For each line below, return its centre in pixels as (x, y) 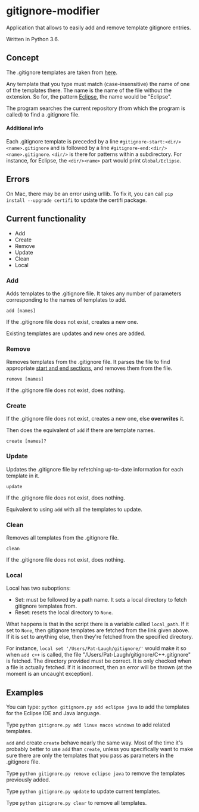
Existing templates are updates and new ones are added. (76, 333)
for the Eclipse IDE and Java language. (54, 713)
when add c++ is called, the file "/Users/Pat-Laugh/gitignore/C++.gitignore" (99, 655)
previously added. (28, 780)
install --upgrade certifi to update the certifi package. (77, 200)
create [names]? (26, 441)
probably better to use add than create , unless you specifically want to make (100, 749)
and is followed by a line (80, 148)
